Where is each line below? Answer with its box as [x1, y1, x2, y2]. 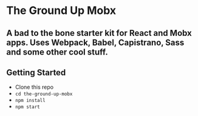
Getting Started [6, 67, 66, 78]
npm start [15, 104, 41, 110]
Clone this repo [15, 83, 53, 91]
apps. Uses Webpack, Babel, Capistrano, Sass [6, 37, 185, 47]
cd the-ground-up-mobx [15, 91, 73, 97]
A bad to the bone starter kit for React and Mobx [6, 28, 193, 38]
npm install [15, 98, 46, 104]
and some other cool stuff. [6, 47, 108, 57]
